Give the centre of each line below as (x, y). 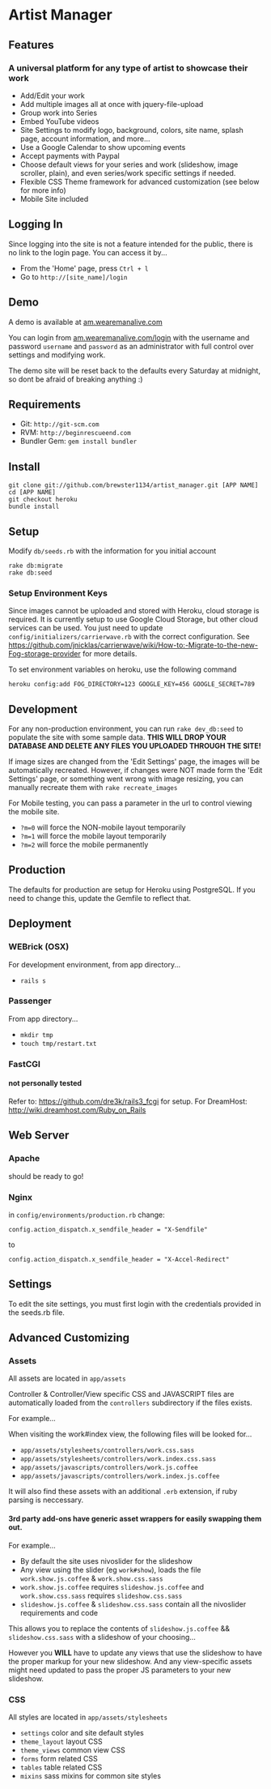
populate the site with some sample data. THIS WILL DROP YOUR (117, 737)
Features (31, 45)
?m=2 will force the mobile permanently (84, 845)
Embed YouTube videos (59, 121)
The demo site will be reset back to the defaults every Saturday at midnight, (135, 370)
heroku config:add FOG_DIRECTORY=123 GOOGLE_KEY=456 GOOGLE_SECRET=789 (131, 685)
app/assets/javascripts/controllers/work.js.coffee (109, 1468)
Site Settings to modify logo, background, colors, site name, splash (132, 130)
